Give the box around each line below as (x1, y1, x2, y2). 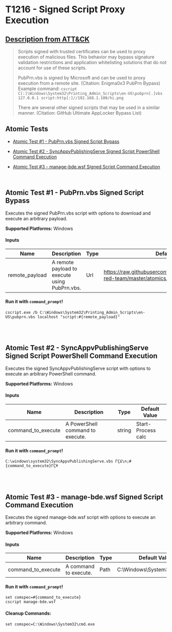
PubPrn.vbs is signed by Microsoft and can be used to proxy (17, 75, 146, 80)
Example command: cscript (17, 86, 77, 92)
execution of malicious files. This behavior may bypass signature (17, 54, 155, 60)
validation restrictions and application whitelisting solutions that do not (17, 59, 167, 65)
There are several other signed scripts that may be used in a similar (17, 104, 160, 111)
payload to (52, 265, 78, 272)
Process (136, 427, 156, 434)
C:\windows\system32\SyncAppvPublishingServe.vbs (5, 459, 114, 464)
